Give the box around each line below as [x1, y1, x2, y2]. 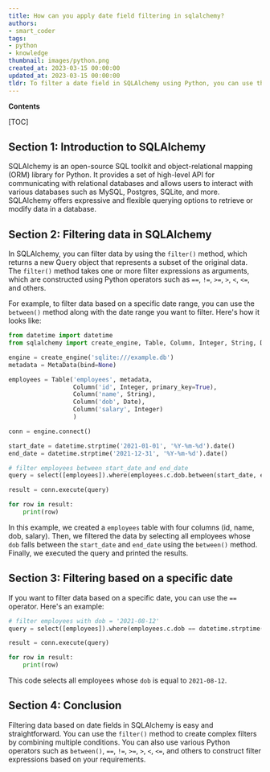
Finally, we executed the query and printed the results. [8, 548, 189, 558]
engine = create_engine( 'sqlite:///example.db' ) [8, 353, 174, 361]
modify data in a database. [8, 204, 96, 214]
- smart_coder [8, 27, 56, 35]
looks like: [8, 316, 42, 326]
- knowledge [8, 49, 48, 57]
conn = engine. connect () [8, 427, 92, 436]
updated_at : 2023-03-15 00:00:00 [8, 72, 121, 80]
